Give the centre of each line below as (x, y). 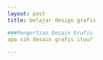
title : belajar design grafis (52, 20)
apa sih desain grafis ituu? (50, 39)
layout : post (26, 14)
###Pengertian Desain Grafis (50, 33)
